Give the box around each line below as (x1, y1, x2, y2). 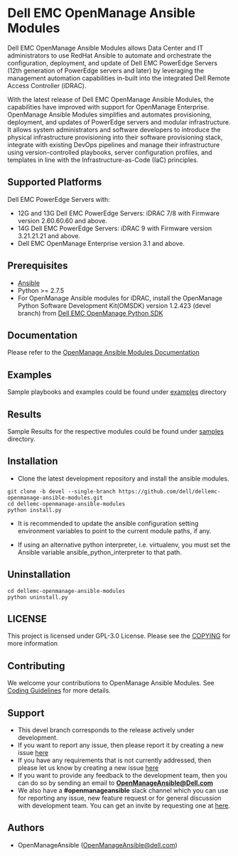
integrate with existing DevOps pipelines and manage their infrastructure (7, 140, 220, 149)
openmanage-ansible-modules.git (7, 494, 103, 501)
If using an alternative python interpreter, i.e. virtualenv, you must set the (17, 540, 231, 549)
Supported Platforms (7, 176, 102, 188)
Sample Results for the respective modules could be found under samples (7, 427, 224, 435)
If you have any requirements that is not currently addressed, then (17, 756, 212, 765)
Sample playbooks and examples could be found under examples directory (7, 387, 227, 396)
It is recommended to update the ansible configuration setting (17, 519, 199, 528)
